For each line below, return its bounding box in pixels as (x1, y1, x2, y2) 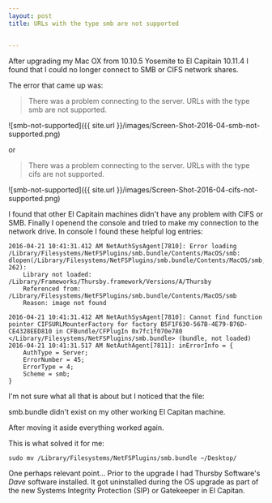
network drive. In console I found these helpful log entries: (8, 226, 204, 236)
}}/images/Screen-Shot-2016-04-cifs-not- (116, 184, 258, 195)
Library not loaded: (23, 270, 92, 278)
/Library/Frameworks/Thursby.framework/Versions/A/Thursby (8, 277, 212, 286)
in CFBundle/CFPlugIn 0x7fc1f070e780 (55, 327, 183, 335)
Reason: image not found (23, 299, 107, 307)
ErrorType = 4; (23, 363, 74, 371)
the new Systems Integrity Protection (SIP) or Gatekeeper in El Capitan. (8, 485, 245, 495)
